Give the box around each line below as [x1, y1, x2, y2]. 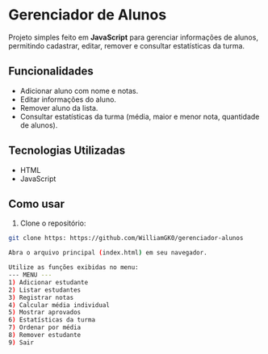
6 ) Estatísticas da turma [8, 316, 95, 324]
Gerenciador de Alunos [8, 6, 167, 24]
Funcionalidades [8, 65, 94, 78]
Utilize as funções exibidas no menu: [8, 263, 139, 272]
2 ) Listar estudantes [8, 285, 82, 294]
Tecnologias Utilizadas [8, 144, 126, 158]
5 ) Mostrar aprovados [8, 309, 82, 317]
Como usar [8, 196, 65, 211]
